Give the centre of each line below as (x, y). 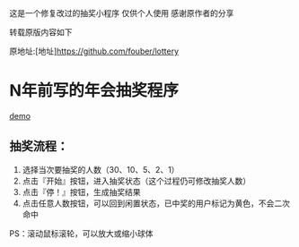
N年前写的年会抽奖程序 (94, 91)
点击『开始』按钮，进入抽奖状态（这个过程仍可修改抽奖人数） (136, 181)
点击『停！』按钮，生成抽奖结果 (81, 192)
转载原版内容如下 (41, 32)
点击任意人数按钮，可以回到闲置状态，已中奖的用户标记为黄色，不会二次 (156, 203)
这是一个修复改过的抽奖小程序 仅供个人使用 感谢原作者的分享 (122, 13)
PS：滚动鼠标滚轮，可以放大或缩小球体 (81, 233)
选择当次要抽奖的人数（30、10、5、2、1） (101, 169)
